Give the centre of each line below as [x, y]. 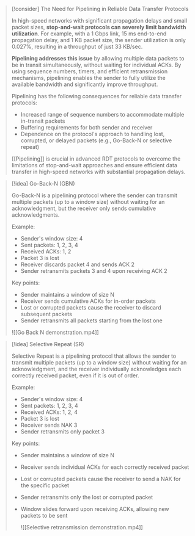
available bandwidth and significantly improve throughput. [85, 84]
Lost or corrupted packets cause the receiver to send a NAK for [101, 479]
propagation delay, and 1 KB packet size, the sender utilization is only [98, 40]
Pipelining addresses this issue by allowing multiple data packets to [98, 58]
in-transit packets [43, 121]
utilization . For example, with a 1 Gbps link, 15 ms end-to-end [89, 34]
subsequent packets [46, 314]
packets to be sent [44, 516]
